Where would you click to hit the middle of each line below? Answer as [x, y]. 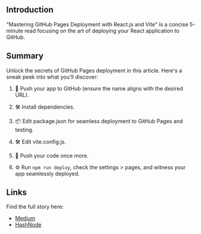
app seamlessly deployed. [47, 173]
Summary [25, 56]
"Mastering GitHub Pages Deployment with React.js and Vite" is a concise [97, 24]
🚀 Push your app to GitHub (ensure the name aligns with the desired [99, 88]
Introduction [30, 10]
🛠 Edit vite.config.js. [40, 142]
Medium [25, 218]
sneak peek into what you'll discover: [52, 77]
